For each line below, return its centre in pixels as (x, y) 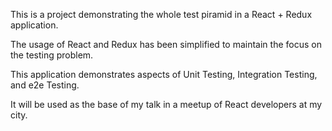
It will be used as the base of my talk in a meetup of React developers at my (166, 104)
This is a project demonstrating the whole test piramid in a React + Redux (161, 14)
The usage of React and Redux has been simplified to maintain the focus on (166, 44)
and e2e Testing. (45, 85)
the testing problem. (52, 55)
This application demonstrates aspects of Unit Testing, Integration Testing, (164, 74)
